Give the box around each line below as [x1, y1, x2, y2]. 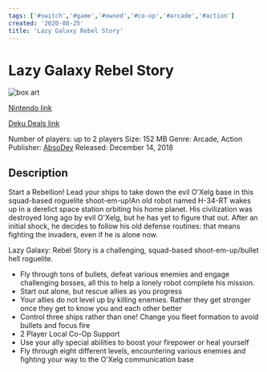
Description [8, 166, 68, 180]
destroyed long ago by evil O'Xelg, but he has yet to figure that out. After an [8, 213, 258, 223]
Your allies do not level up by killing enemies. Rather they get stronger [19, 295, 251, 305]
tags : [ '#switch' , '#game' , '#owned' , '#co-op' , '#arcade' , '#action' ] [8, 11, 235, 20]
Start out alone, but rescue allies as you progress [19, 286, 183, 297]
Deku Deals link [8, 119, 60, 128]
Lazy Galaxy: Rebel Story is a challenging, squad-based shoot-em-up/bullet [8, 245, 259, 255]
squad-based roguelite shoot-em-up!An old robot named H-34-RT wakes [8, 196, 251, 205]
